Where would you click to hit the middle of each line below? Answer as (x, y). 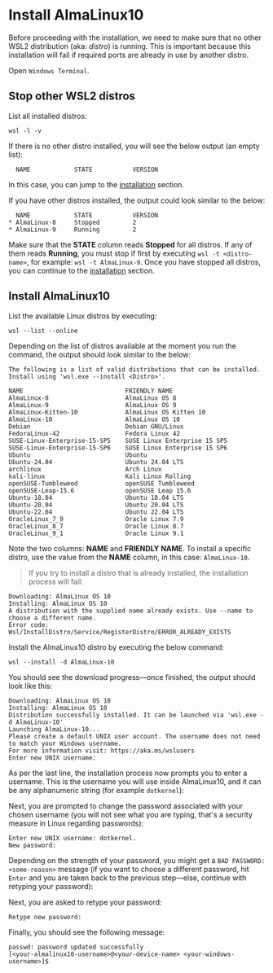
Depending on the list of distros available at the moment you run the (122, 346)
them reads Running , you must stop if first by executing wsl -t (114, 253)
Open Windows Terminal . (49, 70)
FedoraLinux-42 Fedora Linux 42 (95, 433)
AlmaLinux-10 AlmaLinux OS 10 (95, 419)
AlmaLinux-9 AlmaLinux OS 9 (92, 405)
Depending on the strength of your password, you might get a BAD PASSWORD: (137, 860)
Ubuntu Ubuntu (78, 455)
